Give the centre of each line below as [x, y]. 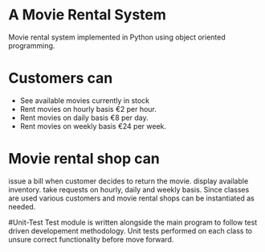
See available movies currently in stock [85, 100]
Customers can [61, 78]
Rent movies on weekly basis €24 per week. [93, 126]
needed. [22, 206]
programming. [32, 45]
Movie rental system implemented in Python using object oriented [117, 37]
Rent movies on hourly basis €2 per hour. [88, 109]
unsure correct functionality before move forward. [91, 239]
